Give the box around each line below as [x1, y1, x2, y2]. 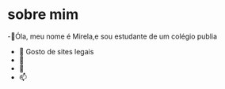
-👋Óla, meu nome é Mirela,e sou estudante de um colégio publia [7, 32, 218, 41]
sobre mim [7, 6, 79, 24]
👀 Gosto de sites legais [18, 46, 94, 56]
